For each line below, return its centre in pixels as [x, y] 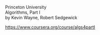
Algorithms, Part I [23, 12]
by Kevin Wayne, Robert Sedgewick [41, 17]
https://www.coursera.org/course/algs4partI [50, 27]
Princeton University [26, 7]
